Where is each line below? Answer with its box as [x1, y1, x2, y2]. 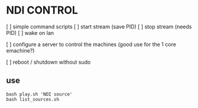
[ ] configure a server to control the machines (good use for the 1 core [6, 41, 176, 48]
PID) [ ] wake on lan [6, 29, 54, 36]
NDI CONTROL [6, 4, 79, 17]
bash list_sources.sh [6, 96, 60, 102]
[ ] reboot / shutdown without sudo [6, 58, 91, 66]
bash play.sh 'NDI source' [6, 91, 73, 97]
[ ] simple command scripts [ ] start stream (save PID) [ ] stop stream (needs [6, 23, 192, 30]
